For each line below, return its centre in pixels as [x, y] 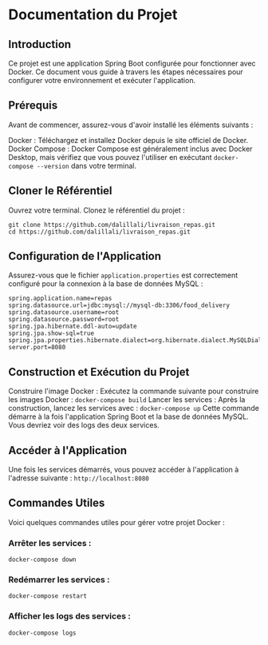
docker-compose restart [48, 596]
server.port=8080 [37, 348]
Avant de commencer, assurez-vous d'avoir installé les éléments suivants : [131, 125]
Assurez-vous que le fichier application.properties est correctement [123, 275]
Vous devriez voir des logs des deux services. [84, 425]
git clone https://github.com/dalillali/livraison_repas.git [112, 225]
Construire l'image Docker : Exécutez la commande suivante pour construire [134, 391]
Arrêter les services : [50, 543]
